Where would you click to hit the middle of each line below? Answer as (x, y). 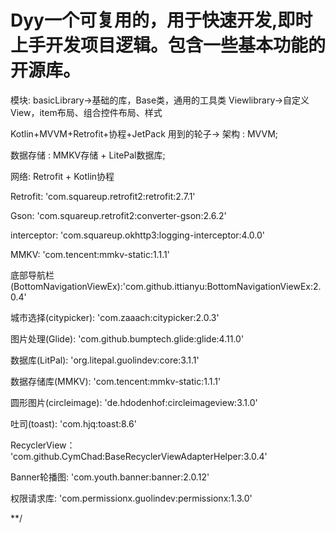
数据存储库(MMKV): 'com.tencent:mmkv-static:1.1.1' (116, 381)
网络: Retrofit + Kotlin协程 (62, 176)
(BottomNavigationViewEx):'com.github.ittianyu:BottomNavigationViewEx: (162, 286)
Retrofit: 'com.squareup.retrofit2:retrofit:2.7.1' (103, 196)
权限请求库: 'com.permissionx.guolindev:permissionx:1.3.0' (131, 498)
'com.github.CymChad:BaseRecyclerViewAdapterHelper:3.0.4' (139, 456)
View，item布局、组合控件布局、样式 (86, 112)
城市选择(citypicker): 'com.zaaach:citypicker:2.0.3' (115, 317)
